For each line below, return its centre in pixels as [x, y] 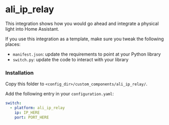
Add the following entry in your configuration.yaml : [59, 94]
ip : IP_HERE [27, 112]
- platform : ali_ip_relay [38, 108]
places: [13, 44]
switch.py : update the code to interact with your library [70, 59]
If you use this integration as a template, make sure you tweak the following [85, 39]
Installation [20, 72]
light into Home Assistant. [32, 29]
